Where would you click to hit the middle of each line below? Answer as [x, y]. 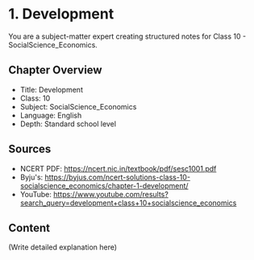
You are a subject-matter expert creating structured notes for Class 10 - [127, 36]
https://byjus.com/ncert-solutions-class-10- [118, 177]
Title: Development [51, 89]
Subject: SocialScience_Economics [78, 106]
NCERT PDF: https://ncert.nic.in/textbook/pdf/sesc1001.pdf [118, 168]
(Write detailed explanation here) [63, 247]
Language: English [51, 115]
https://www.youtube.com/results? [111, 194]
